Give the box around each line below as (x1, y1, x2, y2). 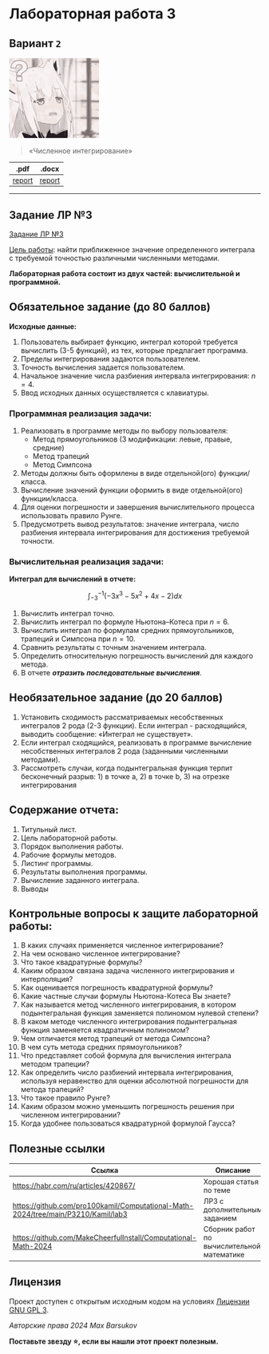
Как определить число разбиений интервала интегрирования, (20, 1067, 234, 1078)
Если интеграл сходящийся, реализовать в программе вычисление (20, 738, 252, 747)
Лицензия (9, 1275, 61, 1289)
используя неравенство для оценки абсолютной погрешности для (20, 1076, 249, 1086)
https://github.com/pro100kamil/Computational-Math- (12, 1201, 194, 1210)
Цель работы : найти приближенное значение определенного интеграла (9, 245, 255, 255)
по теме (203, 1185, 231, 1194)
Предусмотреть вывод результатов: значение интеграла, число (20, 520, 239, 529)
